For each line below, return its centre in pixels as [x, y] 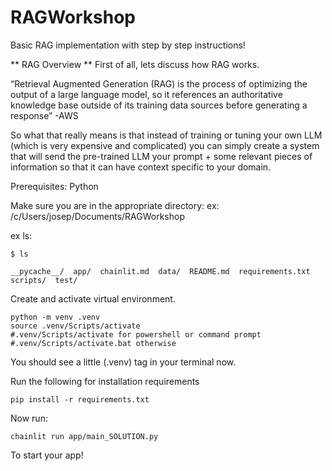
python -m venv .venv [55, 317]
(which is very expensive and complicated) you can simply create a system [165, 145]
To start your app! [47, 455]
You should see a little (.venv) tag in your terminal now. [123, 362]
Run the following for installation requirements [105, 381]
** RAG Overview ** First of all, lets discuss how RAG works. [135, 64]
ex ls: [21, 235]
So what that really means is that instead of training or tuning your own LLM [166, 135]
